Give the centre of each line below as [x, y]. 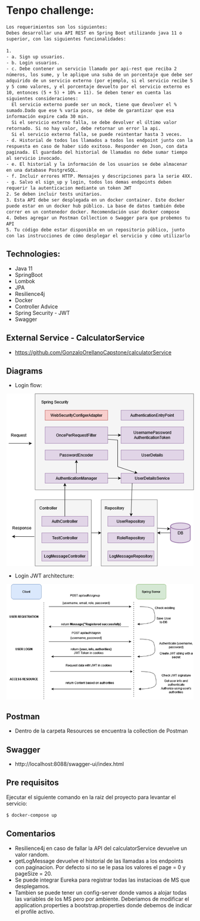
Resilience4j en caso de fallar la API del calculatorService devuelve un [101, 848]
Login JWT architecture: [44, 576]
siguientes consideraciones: [42, 98]
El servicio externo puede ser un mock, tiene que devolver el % [94, 104]
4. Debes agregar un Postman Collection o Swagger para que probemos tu [98, 218]
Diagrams [24, 371]
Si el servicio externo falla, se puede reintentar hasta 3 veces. [97, 134]
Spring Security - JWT [42, 313]
